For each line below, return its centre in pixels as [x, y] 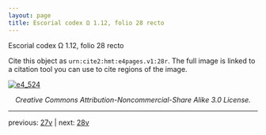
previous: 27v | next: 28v [49, 122]
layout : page [30, 15]
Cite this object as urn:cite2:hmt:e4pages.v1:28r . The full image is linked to [132, 61]
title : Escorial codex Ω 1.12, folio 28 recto [86, 23]
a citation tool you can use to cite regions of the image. [98, 69]
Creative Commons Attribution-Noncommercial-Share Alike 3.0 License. [133, 99]
